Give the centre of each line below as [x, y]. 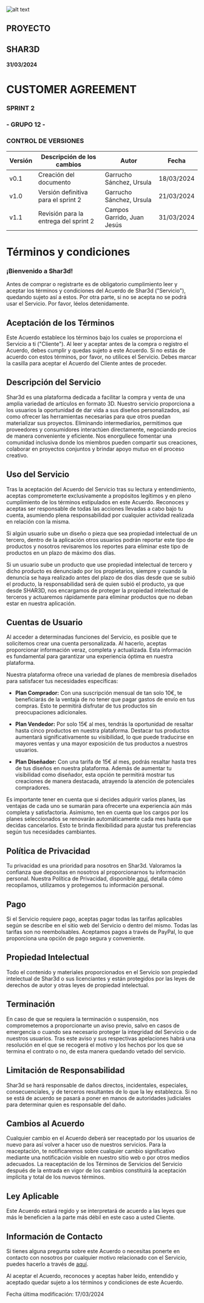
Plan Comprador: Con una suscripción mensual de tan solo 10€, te [99, 693]
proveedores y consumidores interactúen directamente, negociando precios [101, 429]
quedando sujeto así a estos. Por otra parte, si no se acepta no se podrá [97, 297]
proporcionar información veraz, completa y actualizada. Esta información [99, 650]
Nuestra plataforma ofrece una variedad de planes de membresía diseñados [102, 675]
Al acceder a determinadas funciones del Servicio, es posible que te [92, 637]
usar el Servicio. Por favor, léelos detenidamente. [68, 304]
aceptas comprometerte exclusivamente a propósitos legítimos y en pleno [99, 496]
